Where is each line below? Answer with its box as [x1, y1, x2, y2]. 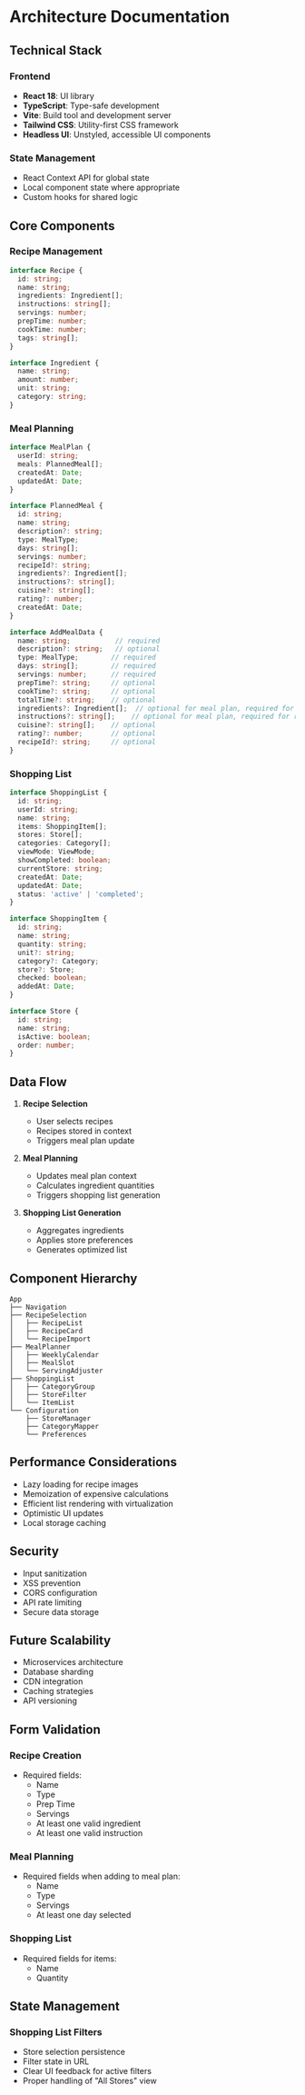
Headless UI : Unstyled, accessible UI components [22, 129, 212, 140]
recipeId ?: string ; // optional [17, 738, 156, 747]
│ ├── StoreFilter [9, 1390, 88, 1399]
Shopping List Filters [9, 2025, 103, 2038]
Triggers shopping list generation [35, 1190, 161, 1201]
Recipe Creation [9, 1749, 82, 1761]
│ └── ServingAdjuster [9, 1366, 103, 1375]
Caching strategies [22, 1686, 93, 1697]
